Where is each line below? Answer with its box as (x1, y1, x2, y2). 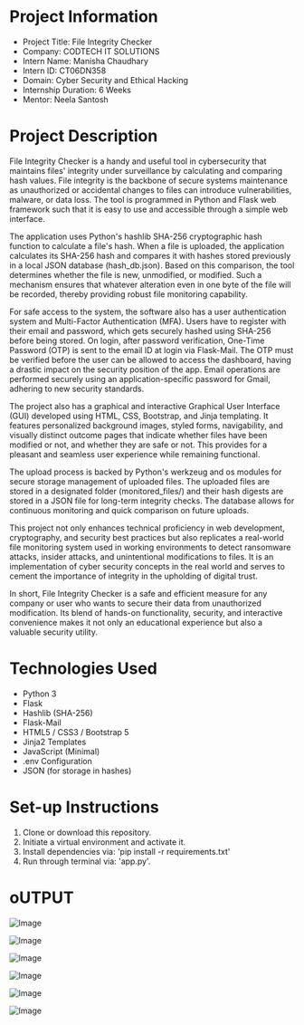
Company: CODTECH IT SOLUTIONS (22, 45, 160, 56)
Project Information (9, 6, 158, 27)
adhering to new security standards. (9, 383, 145, 394)
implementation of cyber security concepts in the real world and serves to (9, 560, 285, 571)
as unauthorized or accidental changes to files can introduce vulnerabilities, (9, 184, 292, 196)
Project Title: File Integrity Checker (22, 36, 153, 47)
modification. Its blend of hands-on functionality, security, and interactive (9, 607, 283, 618)
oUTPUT (9, 887, 74, 907)
